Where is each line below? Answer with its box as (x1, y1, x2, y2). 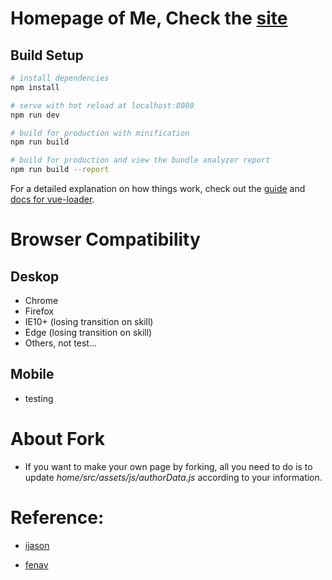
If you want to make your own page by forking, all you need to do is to (24, 460, 313, 472)
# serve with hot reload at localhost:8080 (10, 100, 195, 111)
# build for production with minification (10, 128, 190, 138)
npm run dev (10, 110, 60, 120)
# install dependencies (10, 73, 110, 83)
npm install (10, 82, 60, 92)
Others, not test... (24, 337, 98, 349)
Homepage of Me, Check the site (10, 7, 288, 30)
